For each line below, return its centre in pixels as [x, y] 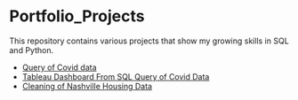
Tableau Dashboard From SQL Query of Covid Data [116, 76]
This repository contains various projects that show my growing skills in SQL [149, 41]
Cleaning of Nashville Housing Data [87, 86]
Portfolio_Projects [77, 16]
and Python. [32, 50]
